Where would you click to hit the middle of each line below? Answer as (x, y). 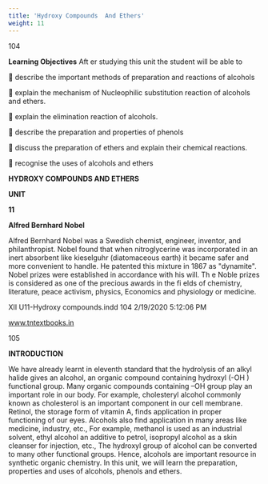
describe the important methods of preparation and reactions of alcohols (132, 77)
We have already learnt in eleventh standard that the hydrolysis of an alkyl (130, 369)
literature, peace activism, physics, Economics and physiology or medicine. (132, 291)
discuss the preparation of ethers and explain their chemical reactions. (128, 147)
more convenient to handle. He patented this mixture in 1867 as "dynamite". (133, 266)
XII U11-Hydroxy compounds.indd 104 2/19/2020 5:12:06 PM (108, 307)
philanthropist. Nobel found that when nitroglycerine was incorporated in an (133, 249)
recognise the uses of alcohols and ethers (81, 163)
